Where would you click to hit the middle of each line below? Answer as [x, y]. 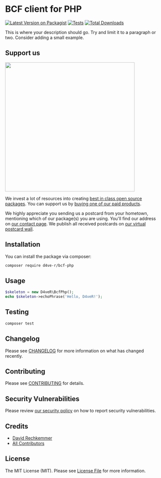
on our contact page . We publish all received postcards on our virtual [76, 223]
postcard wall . [20, 229]
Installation [23, 244]
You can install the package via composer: [48, 256]
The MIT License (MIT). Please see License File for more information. [75, 471]
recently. [14, 356]
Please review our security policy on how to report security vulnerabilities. [80, 411]
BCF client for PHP [43, 9]
